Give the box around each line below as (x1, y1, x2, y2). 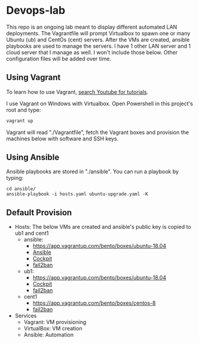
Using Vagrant (6, 72, 61, 82)
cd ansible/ (6, 186, 36, 192)
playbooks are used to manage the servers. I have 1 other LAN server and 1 (6, 42, 191, 50)
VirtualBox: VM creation (23, 325, 82, 332)
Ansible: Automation (23, 331, 74, 338)
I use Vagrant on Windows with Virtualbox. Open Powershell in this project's (6, 100, 193, 107)
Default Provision (6, 207, 72, 218)
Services (14, 312, 37, 320)
